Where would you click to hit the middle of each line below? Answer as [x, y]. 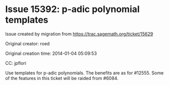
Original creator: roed [27, 43]
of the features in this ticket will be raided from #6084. [62, 78]
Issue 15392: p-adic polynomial [72, 9]
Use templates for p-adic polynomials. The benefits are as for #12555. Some [84, 73]
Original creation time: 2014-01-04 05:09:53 [51, 53]
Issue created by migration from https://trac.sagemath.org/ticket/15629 [79, 34]
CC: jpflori [16, 63]
